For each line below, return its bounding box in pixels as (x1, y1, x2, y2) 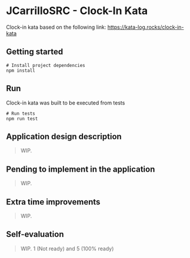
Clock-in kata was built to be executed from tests (6, 99, 125, 106)
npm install (6, 68, 35, 73)
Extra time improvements (6, 197, 101, 207)
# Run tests (6, 110, 35, 116)
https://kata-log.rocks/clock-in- (107, 24, 184, 31)
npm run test (6, 116, 38, 122)
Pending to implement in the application (6, 164, 155, 174)
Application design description (6, 131, 122, 142)
